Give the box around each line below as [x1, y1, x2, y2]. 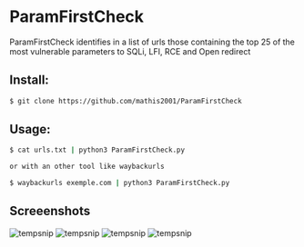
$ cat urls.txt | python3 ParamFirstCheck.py [9, 145, 185, 155]
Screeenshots [9, 203, 91, 219]
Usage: [9, 122, 52, 137]
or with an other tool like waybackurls [9, 162, 166, 172]
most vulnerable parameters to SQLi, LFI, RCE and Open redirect [9, 45, 251, 56]
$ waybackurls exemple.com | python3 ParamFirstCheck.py [9, 179, 230, 188]
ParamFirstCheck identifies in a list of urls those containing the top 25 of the [9, 36, 296, 47]
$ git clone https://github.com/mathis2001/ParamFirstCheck [9, 96, 243, 105]
